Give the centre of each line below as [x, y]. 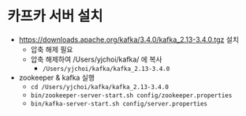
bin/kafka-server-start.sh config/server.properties [119, 103]
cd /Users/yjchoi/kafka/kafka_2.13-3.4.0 [99, 87]
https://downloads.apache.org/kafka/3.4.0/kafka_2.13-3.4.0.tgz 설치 [129, 39]
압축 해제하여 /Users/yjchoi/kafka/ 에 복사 [96, 59]
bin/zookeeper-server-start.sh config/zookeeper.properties [131, 95]
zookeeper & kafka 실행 [57, 77]
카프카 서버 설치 [55, 16]
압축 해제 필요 [52, 49]
